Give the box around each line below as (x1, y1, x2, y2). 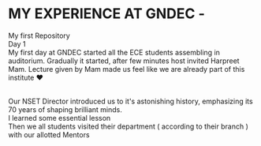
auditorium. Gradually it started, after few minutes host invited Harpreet (8, 56, 240, 66)
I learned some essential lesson (8, 113, 111, 122)
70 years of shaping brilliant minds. (8, 104, 122, 114)
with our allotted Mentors (8, 129, 90, 139)
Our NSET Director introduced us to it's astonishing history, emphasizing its (8, 96, 254, 106)
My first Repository (8, 31, 71, 40)
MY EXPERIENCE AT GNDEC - (8, 5, 205, 23)
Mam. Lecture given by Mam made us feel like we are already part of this (8, 64, 245, 73)
